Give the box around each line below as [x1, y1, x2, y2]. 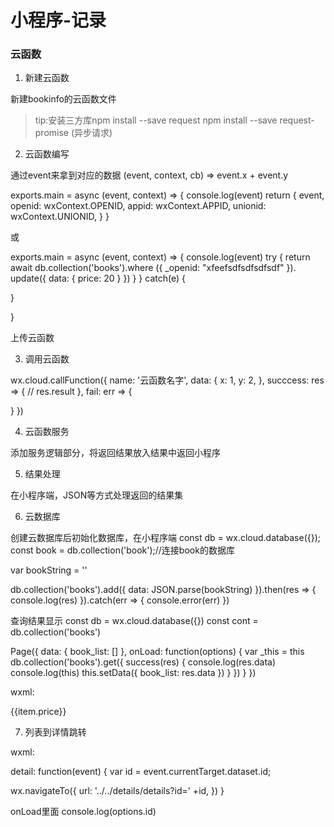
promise [34, 127, 70, 139]
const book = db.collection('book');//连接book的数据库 [10, 544, 235, 556]
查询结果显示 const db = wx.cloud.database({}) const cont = [10, 615, 259, 627]
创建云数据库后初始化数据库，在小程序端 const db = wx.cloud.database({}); [10, 532, 322, 544]
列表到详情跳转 [24, 726, 87, 738]
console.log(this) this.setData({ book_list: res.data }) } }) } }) [10, 667, 257, 679]
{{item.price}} [10, 706, 67, 718]
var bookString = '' [10, 564, 88, 576]
